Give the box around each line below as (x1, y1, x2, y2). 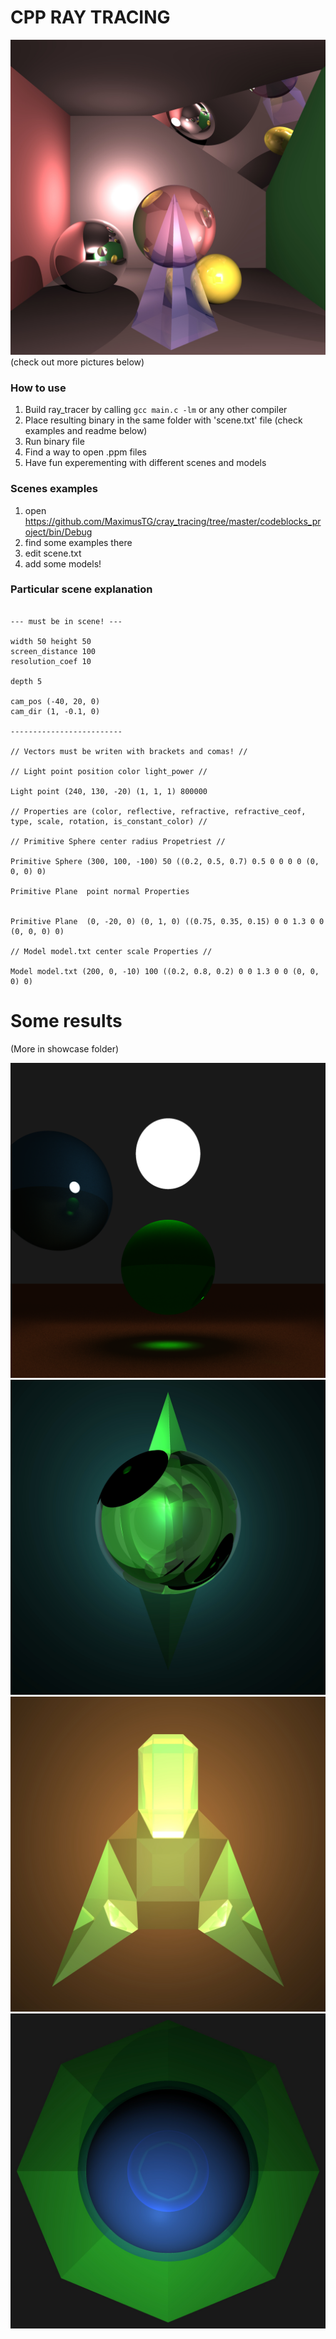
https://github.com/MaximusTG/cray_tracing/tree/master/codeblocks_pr (24, 515, 322, 527)
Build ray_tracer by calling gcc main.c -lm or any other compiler (24, 404, 288, 416)
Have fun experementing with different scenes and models (24, 457, 267, 469)
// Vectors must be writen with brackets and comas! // (10, 746, 248, 756)
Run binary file (24, 436, 85, 448)
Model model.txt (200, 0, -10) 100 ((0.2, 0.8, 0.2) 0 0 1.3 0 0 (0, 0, (10, 966, 320, 976)
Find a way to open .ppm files (24, 446, 147, 458)
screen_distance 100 (10, 646, 97, 656)
